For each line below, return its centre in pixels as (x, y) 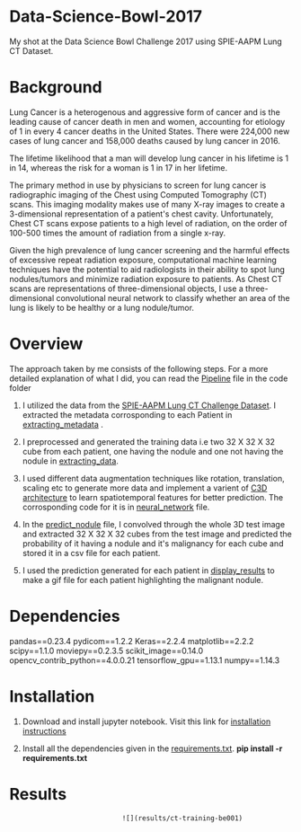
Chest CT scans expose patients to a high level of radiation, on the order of (148, 223)
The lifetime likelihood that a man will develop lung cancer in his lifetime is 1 (149, 158)
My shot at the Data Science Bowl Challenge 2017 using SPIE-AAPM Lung (146, 41)
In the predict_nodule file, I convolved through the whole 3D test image (154, 524)
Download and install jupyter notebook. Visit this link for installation (146, 721)
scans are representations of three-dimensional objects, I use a (127, 288)
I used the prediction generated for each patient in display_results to (149, 570)
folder (20, 387)
